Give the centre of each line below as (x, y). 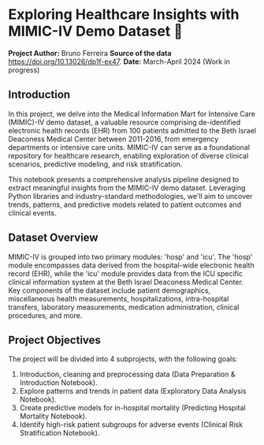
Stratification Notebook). (59, 433)
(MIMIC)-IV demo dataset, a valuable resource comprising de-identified (125, 122)
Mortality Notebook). (54, 417)
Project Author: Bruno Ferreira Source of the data (90, 53)
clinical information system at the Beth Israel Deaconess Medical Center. (126, 282)
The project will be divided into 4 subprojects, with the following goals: (123, 359)
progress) (24, 69)
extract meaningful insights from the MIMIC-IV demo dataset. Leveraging (127, 188)
